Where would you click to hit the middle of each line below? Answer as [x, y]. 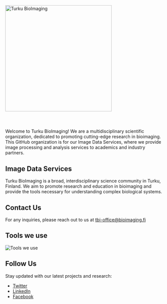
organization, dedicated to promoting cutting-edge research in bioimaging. [83, 137]
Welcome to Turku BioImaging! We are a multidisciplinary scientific [75, 132]
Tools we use [26, 235]
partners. [15, 153]
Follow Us [21, 264]
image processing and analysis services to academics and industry [75, 147]
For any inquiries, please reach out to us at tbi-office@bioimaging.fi [75, 220]
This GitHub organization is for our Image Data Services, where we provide [83, 142]
